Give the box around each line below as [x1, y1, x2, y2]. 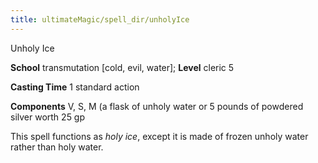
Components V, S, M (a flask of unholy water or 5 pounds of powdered [10, 100, 304, 112]
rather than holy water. [10, 141, 104, 153]
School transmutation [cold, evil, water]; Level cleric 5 [10, 61, 235, 73]
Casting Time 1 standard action [10, 81, 140, 93]
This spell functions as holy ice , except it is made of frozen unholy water [10, 130, 309, 142]
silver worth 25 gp [10, 111, 86, 123]
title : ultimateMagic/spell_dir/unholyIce [10, 14, 190, 25]
